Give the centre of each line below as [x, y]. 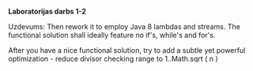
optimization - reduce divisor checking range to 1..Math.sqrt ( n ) [113, 59]
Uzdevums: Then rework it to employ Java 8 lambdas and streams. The [125, 26]
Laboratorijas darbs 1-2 [47, 11]
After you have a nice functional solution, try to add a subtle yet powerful [127, 50]
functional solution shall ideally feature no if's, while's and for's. [112, 35]
